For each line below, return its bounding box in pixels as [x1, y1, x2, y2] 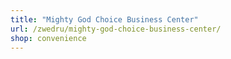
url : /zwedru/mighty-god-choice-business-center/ [10, 24, 222, 34]
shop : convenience [10, 33, 87, 43]
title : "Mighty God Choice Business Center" [10, 14, 199, 25]
